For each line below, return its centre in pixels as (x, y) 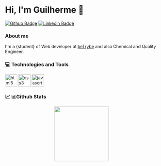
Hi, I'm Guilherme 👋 (44, 10)
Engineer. (15, 52)
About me (17, 36)
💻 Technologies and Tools (37, 65)
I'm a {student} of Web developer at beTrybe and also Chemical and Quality (80, 47)
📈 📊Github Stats (26, 97)
